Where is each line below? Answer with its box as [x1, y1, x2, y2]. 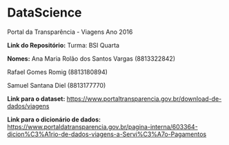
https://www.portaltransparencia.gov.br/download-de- [66, 95, 222, 103]
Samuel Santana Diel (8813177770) [7, 81, 106, 89]
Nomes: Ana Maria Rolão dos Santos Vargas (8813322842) [7, 54, 176, 63]
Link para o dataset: [7, 95, 66, 103]
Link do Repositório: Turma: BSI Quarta [7, 41, 119, 49]
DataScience [7, 5, 82, 21]
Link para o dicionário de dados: [7, 115, 101, 124]
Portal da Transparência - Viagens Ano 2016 [7, 28, 133, 36]
